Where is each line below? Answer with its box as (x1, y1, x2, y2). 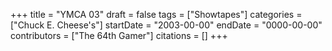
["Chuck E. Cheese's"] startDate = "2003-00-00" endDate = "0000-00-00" (10, 19, 323, 31)
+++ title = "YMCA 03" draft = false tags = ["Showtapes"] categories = (10, 9, 303, 20)
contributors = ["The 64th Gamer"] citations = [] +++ (10, 30, 228, 41)
